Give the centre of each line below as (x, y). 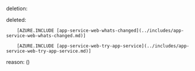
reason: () (18, 62)
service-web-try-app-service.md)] (49, 51)
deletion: (17, 9)
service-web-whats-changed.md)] (46, 36)
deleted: (16, 20)
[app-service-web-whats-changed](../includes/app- (120, 31)
